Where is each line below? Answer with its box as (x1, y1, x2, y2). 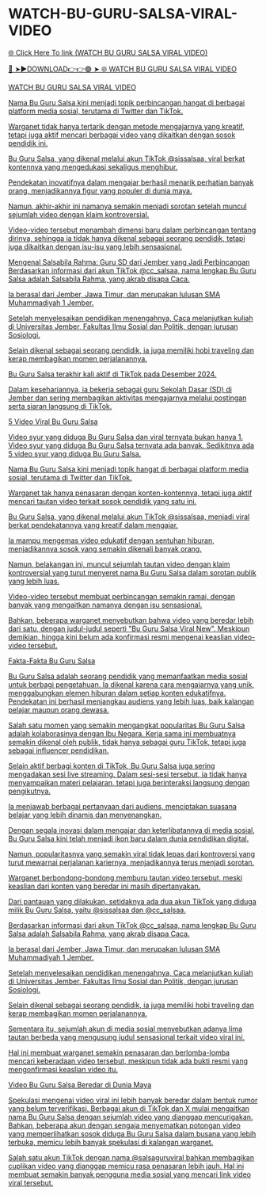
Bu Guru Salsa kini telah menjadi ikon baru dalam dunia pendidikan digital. (8, 834, 249, 843)
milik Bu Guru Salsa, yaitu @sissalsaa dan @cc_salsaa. (8, 905, 186, 914)
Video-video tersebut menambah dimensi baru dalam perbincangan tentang (8, 225, 256, 235)
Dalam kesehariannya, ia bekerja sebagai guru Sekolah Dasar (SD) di (8, 384, 232, 394)
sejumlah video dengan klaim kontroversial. (8, 209, 150, 219)
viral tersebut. (8, 1178, 54, 1187)
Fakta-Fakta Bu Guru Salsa (8, 655, 96, 666)
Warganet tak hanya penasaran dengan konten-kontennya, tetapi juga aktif (8, 488, 253, 498)
